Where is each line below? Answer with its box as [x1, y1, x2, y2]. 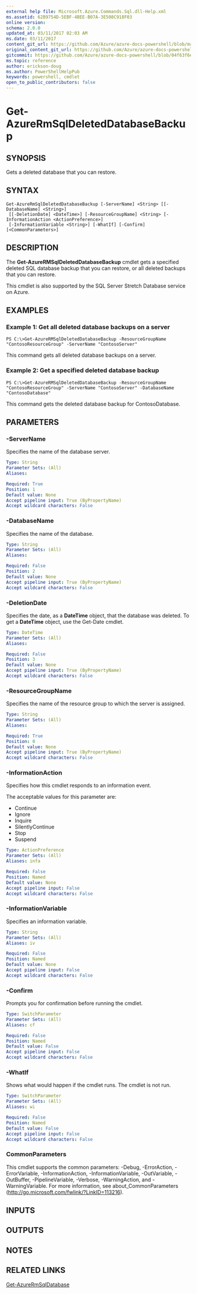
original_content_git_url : [6, 47, 72, 53]
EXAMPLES [6, 306, 49, 316]
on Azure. [6, 288, 30, 295]
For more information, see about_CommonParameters [49, 1182, 179, 1189]
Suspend [14, 836, 37, 843]
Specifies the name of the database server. [6, 448, 110, 455]
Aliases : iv [6, 940, 35, 946]
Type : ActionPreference [6, 847, 64, 853]
